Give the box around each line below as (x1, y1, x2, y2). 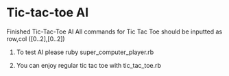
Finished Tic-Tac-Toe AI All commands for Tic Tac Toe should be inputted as (6, 27, 223, 36)
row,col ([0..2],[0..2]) (6, 34, 66, 42)
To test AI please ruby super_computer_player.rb (16, 48, 154, 56)
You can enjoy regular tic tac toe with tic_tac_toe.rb (16, 61, 162, 69)
